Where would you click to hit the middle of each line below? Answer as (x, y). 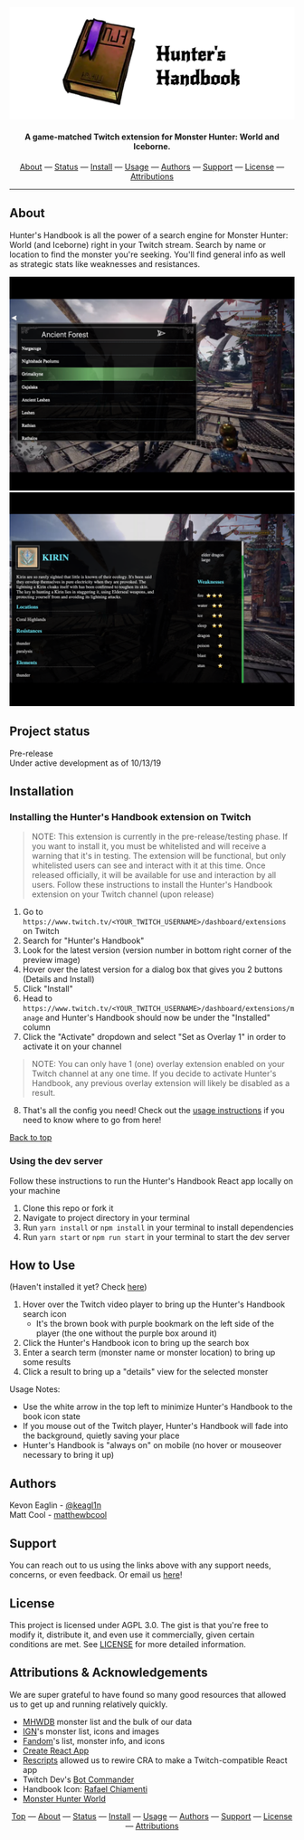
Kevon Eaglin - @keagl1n (56, 1505)
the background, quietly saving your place (101, 1435)
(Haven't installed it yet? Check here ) (78, 1287)
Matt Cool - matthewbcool (58, 1515)
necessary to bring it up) (68, 1455)
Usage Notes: (35, 1389)
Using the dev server (56, 1161)
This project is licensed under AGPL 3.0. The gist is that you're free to (139, 1625)
